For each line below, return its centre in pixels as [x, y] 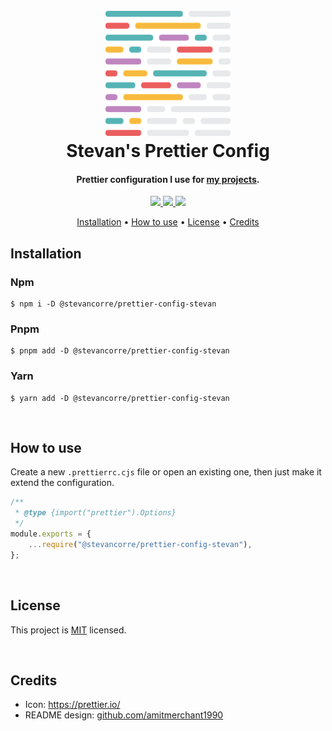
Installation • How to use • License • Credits [168, 222]
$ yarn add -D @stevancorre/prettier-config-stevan [120, 398]
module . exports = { [51, 534]
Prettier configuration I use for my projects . [168, 179]
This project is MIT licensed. [68, 630]
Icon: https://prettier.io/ [72, 705]
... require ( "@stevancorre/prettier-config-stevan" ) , [140, 544]
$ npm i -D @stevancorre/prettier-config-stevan [113, 304]
